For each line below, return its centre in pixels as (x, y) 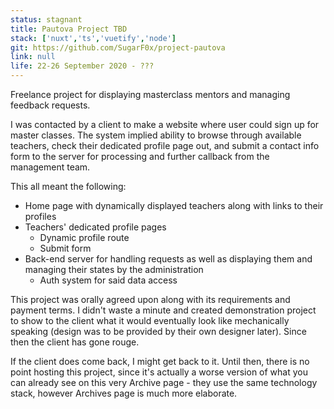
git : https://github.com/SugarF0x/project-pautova (118, 47)
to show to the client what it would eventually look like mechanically (150, 320)
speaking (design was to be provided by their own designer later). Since (158, 331)
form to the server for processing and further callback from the (140, 156)
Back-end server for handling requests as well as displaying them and (168, 259)
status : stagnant (46, 19)
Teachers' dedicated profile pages (95, 227)
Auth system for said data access (108, 280)
